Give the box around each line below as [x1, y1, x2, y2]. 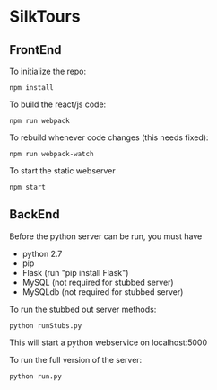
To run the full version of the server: [9, 354, 143, 365]
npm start [9, 182, 47, 191]
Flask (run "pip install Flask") [22, 267, 129, 278]
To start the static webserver [9, 165, 116, 176]
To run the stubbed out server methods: [9, 304, 157, 315]
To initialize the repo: [9, 66, 87, 76]
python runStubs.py [9, 321, 82, 330]
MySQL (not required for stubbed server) [22, 277, 174, 288]
